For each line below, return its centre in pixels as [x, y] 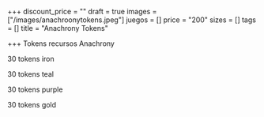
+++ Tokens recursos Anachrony [61, 43]
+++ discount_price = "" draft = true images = [82, 11]
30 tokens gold [32, 105]
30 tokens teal [31, 74]
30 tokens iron [31, 59]
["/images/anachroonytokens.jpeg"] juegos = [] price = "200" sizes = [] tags [132, 20]
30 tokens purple [35, 89]
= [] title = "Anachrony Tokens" [58, 28]
